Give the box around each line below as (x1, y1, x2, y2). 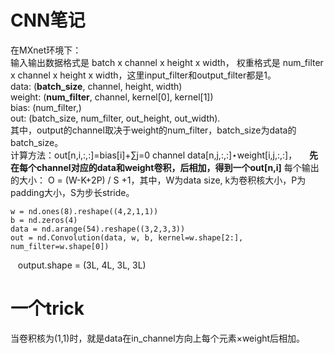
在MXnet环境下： (10, 44, 82, 56)
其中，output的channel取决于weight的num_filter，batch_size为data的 (10, 124, 297, 136)
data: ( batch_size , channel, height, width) (10, 80, 183, 92)
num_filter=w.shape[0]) (10, 241, 110, 251)
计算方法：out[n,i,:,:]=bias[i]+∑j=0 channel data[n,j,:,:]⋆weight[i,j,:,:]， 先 (10, 149, 318, 161)
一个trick (10, 297, 85, 320)
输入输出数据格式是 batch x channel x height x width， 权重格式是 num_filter (10, 56, 324, 68)
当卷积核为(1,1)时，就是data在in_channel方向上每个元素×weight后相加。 (10, 332, 306, 344)
